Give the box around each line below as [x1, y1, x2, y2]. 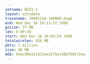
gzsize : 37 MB [5, 25, 34, 30]
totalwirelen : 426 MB [5, 38, 49, 43]
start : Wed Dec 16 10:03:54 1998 [5, 34, 73, 39]
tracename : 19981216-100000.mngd [5, 16, 73, 21]
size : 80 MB [5, 47, 29, 52]
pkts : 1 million [5, 43, 38, 48]
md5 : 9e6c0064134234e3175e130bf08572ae [5, 51, 86, 57]
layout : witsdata [5, 12, 40, 16]
